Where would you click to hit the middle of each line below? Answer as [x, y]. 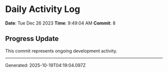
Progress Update [32, 39]
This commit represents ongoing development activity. [61, 50]
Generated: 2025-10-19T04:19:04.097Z [45, 65]
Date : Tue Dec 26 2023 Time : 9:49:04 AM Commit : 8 [60, 23]
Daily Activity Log [43, 9]
